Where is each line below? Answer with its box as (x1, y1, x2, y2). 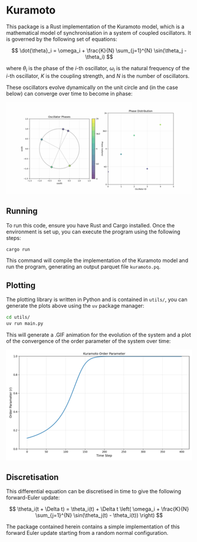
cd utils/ (6, 315, 31, 320)
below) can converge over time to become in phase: (6, 90, 133, 97)
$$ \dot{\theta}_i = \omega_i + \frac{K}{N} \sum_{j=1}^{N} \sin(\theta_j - (11, 47, 187, 54)
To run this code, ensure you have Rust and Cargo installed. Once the (6, 222, 175, 229)
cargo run (6, 246, 31, 252)
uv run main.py (6, 320, 44, 327)
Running (6, 206, 38, 216)
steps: (6, 234, 21, 242)
